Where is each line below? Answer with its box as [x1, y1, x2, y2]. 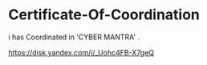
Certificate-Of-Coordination [8, 6, 201, 24]
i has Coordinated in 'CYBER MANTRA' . [8, 32, 140, 42]
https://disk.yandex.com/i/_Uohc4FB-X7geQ [8, 47, 155, 57]
